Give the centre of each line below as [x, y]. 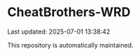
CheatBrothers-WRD [69, 12]
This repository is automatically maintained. [70, 45]
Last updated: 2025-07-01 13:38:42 [59, 31]
